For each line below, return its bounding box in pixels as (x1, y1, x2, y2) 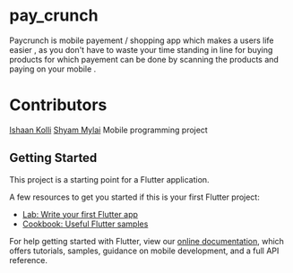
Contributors (9, 95, 108, 115)
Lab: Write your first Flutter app (22, 209, 139, 219)
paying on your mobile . (9, 64, 97, 74)
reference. (9, 254, 47, 265)
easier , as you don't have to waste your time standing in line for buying (9, 44, 273, 55)
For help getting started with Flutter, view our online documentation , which (9, 235, 285, 246)
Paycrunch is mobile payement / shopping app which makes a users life (9, 35, 274, 46)
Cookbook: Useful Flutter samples (22, 218, 149, 229)
